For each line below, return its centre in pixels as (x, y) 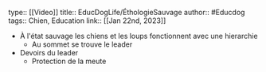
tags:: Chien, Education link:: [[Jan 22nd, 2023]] (87, 21)
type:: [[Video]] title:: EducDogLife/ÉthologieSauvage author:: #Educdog (127, 12)
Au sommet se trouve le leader (82, 44)
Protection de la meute (69, 61)
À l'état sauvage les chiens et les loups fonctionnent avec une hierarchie (139, 36)
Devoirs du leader (49, 53)
